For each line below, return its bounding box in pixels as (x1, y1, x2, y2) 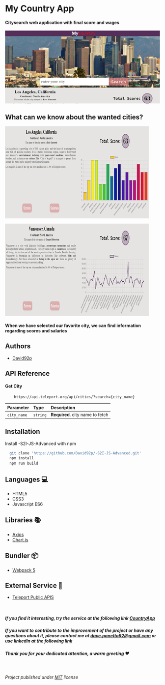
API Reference (5, 369, 50, 378)
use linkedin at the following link (5, 638, 73, 644)
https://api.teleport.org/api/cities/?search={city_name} (14, 394, 135, 400)
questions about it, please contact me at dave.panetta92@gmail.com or (5, 633, 156, 639)
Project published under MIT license (5, 674, 79, 680)
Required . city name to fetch (51, 412, 109, 418)
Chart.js (12, 536, 28, 542)
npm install (9, 456, 34, 461)
